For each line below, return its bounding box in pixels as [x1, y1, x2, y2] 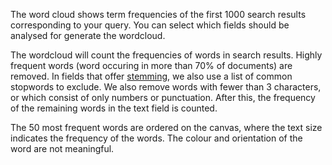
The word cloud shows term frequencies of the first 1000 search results [10, 9, 307, 20]
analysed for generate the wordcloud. [10, 30, 166, 41]
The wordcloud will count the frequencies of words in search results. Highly [10, 49, 323, 61]
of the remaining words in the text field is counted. [10, 102, 218, 114]
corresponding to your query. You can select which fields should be [10, 19, 290, 31]
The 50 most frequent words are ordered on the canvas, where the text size [10, 122, 323, 133]
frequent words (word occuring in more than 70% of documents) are [10, 60, 293, 71]
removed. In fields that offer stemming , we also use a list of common [10, 70, 293, 82]
